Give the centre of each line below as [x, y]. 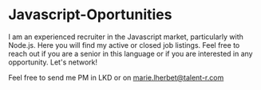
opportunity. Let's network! [53, 62]
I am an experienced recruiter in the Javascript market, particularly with [126, 37]
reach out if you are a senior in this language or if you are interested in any [130, 53]
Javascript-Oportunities [90, 15]
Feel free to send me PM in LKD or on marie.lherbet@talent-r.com [116, 77]
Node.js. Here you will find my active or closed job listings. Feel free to [124, 45]
